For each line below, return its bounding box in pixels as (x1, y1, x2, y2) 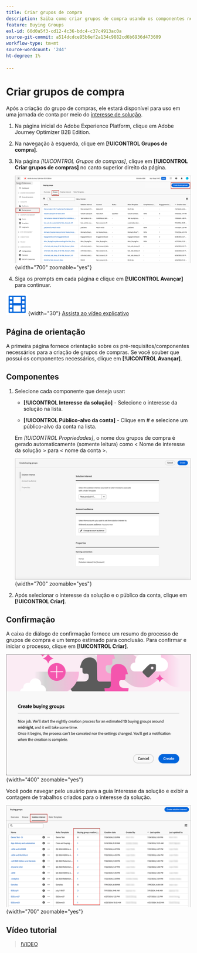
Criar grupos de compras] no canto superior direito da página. (14, 163, 167, 170)
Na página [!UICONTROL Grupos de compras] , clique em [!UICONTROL (14, 158, 188, 165)
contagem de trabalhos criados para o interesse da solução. (6, 794, 151, 801)
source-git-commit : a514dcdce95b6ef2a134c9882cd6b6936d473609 (6, 34, 161, 41)
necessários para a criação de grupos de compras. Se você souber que (6, 349, 179, 356)
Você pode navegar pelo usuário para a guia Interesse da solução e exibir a (6, 787, 189, 794)
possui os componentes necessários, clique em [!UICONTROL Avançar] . (6, 355, 182, 362)
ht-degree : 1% (6, 53, 41, 59)
